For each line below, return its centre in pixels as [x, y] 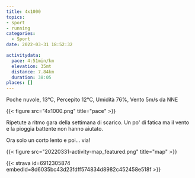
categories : [21, 34]
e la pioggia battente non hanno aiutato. [55, 129]
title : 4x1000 [24, 12]
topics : [16, 17]
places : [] [20, 83]
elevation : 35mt [31, 66]
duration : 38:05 [31, 77]
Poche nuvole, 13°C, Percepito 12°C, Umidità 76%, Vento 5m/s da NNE [92, 100]
